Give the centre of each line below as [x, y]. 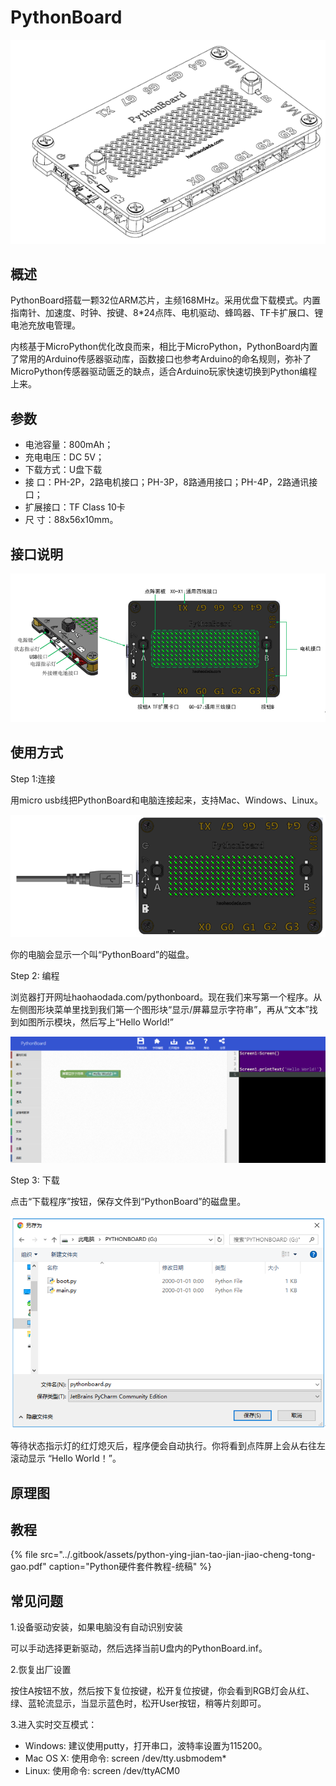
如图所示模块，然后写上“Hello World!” [96, 1022]
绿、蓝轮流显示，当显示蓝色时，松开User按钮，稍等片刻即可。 [138, 1703]
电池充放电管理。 [45, 325]
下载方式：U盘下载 [63, 470]
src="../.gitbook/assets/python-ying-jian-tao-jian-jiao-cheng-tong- [177, 1555]
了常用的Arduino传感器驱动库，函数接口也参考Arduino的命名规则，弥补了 [161, 359]
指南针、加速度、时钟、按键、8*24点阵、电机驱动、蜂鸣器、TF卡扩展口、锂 [167, 313]
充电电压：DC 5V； [64, 457]
